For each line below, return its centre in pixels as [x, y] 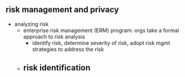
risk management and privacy [62, 10]
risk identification [57, 68]
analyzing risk [31, 24]
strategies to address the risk [68, 49]
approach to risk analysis [54, 36]
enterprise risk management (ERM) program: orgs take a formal [101, 30]
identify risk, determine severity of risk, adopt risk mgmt [101, 43]
